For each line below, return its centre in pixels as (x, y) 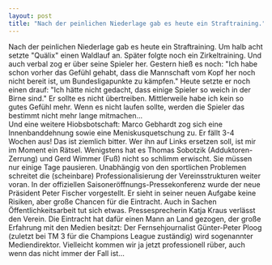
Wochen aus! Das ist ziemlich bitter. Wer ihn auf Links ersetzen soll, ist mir (132, 141)
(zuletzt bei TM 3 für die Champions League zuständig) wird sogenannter (131, 236)
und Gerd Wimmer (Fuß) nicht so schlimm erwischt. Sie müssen (146, 158)
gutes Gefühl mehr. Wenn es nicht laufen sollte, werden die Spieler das (127, 107)
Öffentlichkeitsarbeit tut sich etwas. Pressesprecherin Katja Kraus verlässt (132, 210)
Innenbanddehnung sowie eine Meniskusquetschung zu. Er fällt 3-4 (121, 132)
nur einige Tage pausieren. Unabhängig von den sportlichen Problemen (127, 167)
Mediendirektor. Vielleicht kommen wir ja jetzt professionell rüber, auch (127, 245)
